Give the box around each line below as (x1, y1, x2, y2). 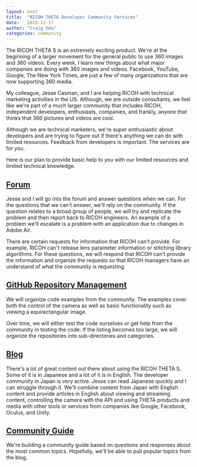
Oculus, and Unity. (6, 409, 51, 416)
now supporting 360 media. (6, 78, 74, 85)
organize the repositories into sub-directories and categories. (6, 332, 155, 339)
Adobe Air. (6, 226, 32, 233)
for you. (6, 145, 25, 152)
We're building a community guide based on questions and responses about (6, 442, 191, 449)
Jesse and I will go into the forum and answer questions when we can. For (6, 195, 186, 202)
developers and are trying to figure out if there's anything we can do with (6, 132, 183, 139)
